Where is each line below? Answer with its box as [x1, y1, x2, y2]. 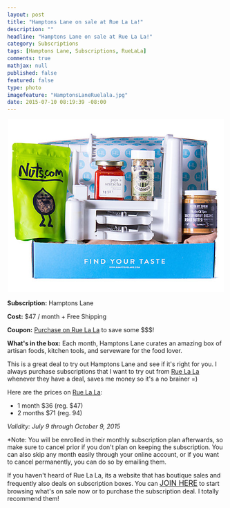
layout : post [7, 11, 45, 18]
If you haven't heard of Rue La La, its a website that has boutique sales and [7, 471, 221, 480]
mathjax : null [7, 62, 48, 69]
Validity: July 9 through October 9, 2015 [7, 422, 121, 430]
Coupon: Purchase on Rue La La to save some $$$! [7, 326, 155, 334]
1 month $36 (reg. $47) [17, 401, 84, 410]
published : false [7, 69, 57, 76]
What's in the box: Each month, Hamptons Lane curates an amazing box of [7, 339, 222, 347]
